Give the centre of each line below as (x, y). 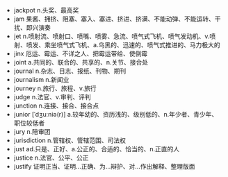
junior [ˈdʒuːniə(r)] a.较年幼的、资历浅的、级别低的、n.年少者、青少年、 (116, 114)
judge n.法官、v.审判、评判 (52, 97)
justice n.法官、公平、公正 (51, 158)
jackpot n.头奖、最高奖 (46, 10)
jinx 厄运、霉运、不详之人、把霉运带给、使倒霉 (81, 53)
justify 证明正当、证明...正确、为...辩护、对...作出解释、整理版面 (105, 166)
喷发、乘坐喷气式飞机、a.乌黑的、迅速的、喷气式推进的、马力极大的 (123, 45)
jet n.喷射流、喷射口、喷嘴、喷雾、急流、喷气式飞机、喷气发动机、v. (112, 36)
